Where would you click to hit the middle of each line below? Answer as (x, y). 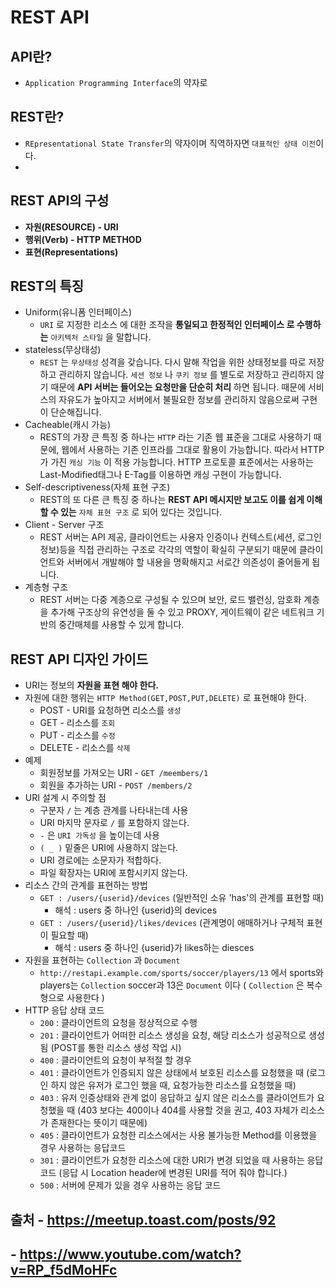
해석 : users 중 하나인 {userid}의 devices (136, 910)
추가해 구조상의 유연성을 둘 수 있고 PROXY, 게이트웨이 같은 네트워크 (182, 612)
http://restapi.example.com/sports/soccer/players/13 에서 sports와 (181, 973)
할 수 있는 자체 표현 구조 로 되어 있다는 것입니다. (131, 512)
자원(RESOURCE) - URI (71, 227)
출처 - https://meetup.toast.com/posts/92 (143, 1219)
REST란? (37, 117)
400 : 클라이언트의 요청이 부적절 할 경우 (115, 1060)
